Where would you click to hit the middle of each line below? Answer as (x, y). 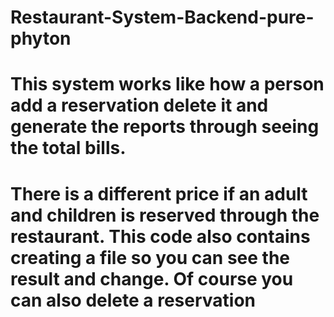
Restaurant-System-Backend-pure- (162, 17)
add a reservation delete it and (139, 105)
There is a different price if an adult (159, 193)
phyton (41, 38)
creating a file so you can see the (150, 257)
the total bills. (68, 148)
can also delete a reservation (133, 300)
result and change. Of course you (152, 278)
